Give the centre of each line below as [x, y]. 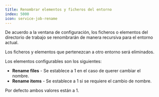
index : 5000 [17, 14]
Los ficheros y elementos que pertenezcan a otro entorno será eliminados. [80, 52]
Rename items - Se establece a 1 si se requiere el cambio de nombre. [82, 81]
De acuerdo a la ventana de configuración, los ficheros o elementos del [77, 32]
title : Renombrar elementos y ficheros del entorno [58, 9]
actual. [12, 43]
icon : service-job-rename [31, 18]
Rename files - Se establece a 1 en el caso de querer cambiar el [76, 71]
